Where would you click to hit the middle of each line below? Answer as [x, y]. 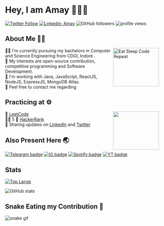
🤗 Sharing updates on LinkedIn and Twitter [48, 124]
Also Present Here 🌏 [37, 140]
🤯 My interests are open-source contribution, [50, 61]
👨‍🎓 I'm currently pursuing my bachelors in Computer [58, 50]
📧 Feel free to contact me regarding [41, 87]
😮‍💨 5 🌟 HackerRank [25, 119]
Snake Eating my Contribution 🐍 [54, 206]
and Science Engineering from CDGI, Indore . [50, 56]
